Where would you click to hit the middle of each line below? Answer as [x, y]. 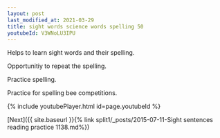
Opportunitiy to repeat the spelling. [57, 66]
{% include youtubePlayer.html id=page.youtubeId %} [84, 106]
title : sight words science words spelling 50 [75, 26]
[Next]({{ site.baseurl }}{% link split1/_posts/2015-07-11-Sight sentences [110, 120]
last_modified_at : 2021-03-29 [51, 20]
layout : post [26, 14]
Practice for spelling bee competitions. [62, 93]
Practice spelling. [32, 80]
